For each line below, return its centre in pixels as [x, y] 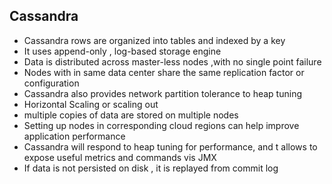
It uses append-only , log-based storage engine [122, 51]
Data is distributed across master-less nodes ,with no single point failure [172, 61]
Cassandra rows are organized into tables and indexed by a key [154, 40]
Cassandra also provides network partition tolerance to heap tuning [162, 93]
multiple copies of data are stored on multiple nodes [131, 115]
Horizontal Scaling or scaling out [91, 104]
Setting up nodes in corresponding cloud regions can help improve [161, 125]
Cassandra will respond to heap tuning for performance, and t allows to [170, 146]
